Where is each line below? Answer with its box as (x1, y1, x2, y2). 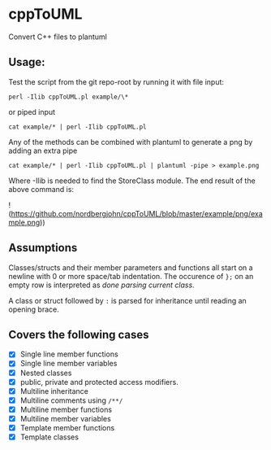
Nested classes (19, 368, 72, 378)
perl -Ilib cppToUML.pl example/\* (8, 93, 129, 101)
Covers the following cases (8, 327, 149, 342)
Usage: (8, 55, 46, 69)
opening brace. (8, 304, 59, 314)
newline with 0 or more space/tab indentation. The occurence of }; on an (8, 271, 254, 281)
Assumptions (8, 241, 78, 255)
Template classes (19, 432, 80, 442)
